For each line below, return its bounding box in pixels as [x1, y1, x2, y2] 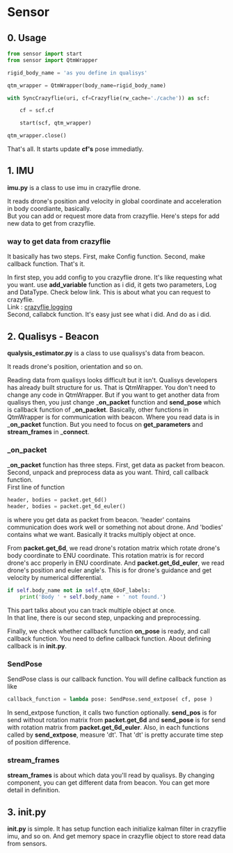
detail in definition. [7, 786, 61, 795]
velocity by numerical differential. [7, 573, 103, 581]
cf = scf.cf [19, 107, 54, 114]
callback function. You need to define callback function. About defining [7, 634, 211, 643]
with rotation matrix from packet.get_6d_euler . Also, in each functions [7, 723, 209, 731]
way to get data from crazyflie [7, 236, 111, 246]
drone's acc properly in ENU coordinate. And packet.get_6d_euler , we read [7, 558, 225, 567]
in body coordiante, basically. [7, 204, 92, 212]
